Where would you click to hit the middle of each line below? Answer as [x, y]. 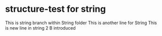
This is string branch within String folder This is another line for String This [81, 23]
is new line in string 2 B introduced [40, 28]
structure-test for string [55, 9]
